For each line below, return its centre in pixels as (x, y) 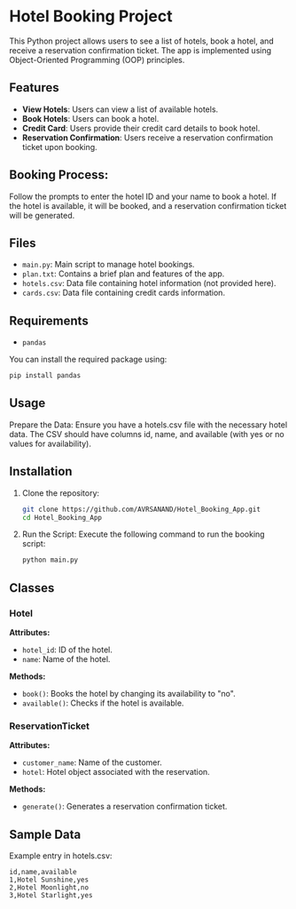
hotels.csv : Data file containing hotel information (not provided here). (149, 283)
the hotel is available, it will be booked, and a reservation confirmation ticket (148, 205)
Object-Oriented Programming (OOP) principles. (97, 60)
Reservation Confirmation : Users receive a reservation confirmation (148, 137)
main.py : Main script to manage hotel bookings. (108, 265)
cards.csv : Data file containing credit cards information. (124, 293)
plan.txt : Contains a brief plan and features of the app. (123, 274)
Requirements (49, 320)
